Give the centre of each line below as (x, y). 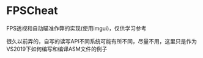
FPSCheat (32, 11)
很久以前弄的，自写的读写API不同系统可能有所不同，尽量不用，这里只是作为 (102, 41)
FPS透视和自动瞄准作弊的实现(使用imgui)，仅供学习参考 (76, 28)
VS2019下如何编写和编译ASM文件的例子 (57, 49)
